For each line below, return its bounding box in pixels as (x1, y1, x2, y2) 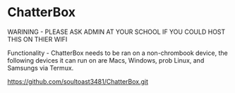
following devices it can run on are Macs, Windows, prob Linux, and (7, 56, 205, 64)
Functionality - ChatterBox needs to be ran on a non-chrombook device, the (7, 49, 228, 57)
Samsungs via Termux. (7, 63, 74, 72)
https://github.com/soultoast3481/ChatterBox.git (7, 77, 149, 85)
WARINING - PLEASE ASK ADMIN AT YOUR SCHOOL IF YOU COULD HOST (7, 27, 226, 36)
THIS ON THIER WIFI (7, 35, 68, 43)
